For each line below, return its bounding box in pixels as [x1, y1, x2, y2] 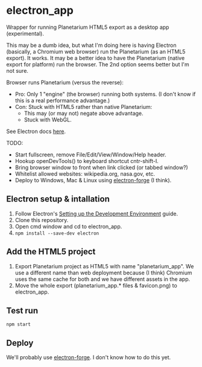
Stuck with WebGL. [24, 116, 72, 123]
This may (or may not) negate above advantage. [24, 109, 144, 117]
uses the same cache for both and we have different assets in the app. [14, 275, 191, 283]
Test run [6, 305, 39, 316]
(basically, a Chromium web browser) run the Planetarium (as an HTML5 [6, 48, 186, 55]
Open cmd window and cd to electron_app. [14, 223, 122, 230]
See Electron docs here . [6, 128, 66, 135]
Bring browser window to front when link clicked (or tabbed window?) [14, 164, 188, 171]
